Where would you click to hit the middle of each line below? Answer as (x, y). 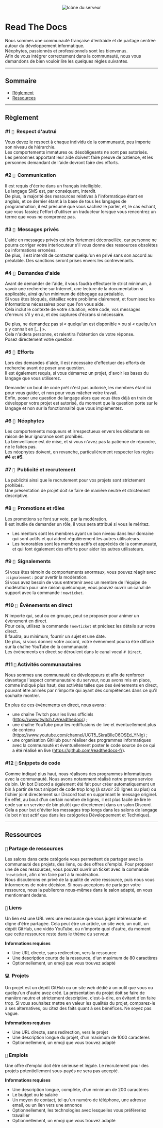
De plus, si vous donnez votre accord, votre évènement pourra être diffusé (80, 642)
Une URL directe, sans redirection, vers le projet (60, 1032)
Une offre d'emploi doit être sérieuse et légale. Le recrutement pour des (77, 1066)
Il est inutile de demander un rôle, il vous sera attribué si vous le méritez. (77, 524)
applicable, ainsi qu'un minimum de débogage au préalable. (65, 294)
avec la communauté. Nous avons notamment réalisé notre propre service (79, 779)
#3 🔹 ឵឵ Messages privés (32, 229)
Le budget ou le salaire (35, 1095)
